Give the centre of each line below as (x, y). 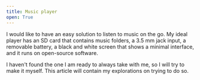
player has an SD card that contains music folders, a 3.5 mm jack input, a (96, 40)
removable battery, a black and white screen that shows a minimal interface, (100, 47)
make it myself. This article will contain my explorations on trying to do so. (97, 71)
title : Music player (32, 12)
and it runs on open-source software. (52, 53)
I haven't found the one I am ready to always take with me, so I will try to (95, 64)
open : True (20, 17)
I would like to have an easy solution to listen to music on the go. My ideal (97, 34)
